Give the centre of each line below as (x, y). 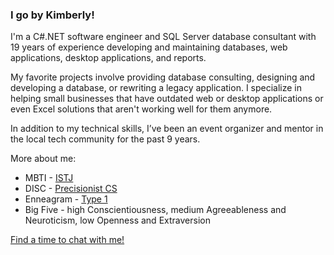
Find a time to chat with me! (67, 240)
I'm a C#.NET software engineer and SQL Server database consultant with (163, 37)
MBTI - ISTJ (49, 178)
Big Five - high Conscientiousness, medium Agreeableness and (155, 210)
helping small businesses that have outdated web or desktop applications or (167, 99)
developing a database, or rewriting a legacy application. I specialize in (156, 88)
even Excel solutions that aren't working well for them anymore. (141, 109)
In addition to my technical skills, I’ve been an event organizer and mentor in (167, 129)
